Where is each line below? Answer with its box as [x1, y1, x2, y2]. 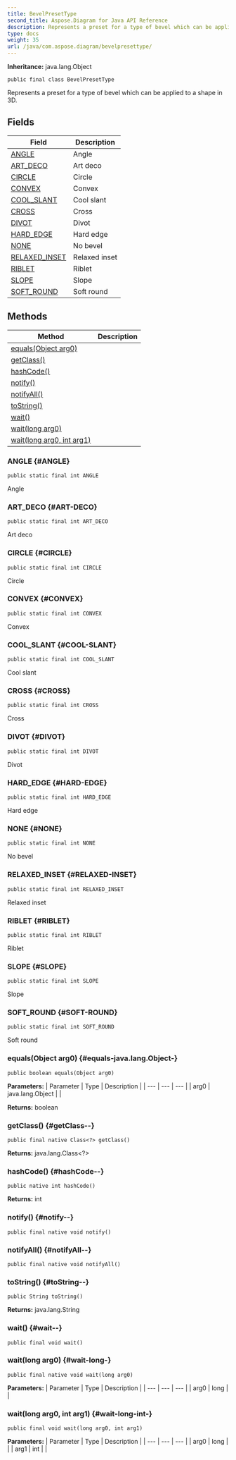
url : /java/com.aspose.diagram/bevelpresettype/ [7, 43, 152, 50]
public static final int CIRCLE [7, 564, 102, 571]
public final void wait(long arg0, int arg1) [7, 1425, 143, 1432]
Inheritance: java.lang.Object [7, 63, 93, 70]
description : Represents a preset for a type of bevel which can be [7, 23, 212, 30]
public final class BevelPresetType [7, 76, 114, 83]
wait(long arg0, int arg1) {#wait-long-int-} [7, 1409, 153, 1418]
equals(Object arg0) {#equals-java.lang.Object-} [7, 1053, 178, 1063]
